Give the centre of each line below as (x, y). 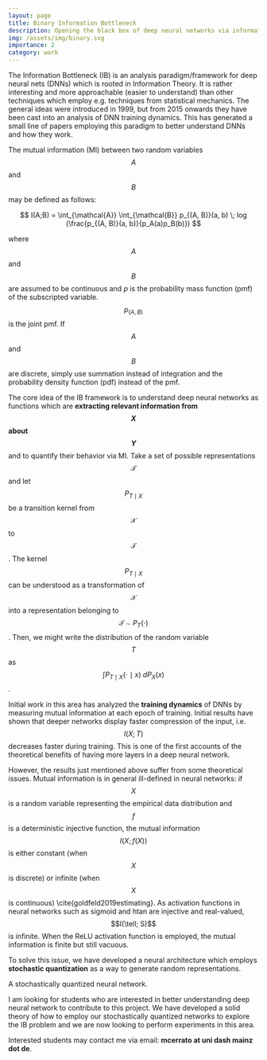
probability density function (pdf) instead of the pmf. (94, 382)
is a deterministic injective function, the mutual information (104, 828)
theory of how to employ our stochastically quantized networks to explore (129, 1016)
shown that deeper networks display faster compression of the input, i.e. (127, 721)
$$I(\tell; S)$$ (133, 923)
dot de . (20, 1048)
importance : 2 (32, 45)
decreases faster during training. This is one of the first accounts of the (125, 746)
